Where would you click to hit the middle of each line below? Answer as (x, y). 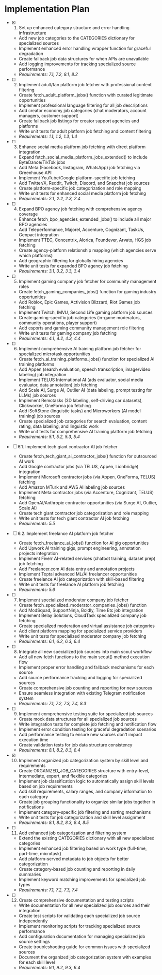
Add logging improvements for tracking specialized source (77, 64)
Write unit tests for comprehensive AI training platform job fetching (85, 431)
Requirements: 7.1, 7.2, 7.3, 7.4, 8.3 (53, 703)
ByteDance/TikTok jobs (42, 162)
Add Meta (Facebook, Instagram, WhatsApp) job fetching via (79, 167)
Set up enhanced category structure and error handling (74, 27)
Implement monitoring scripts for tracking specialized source (80, 926)
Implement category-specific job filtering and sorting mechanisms (85, 812)
